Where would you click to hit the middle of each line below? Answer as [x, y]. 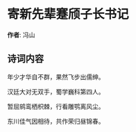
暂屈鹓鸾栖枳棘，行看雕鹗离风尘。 [56, 106]
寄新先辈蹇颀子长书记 [68, 14]
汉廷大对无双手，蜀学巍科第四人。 [56, 92]
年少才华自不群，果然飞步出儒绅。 [56, 76]
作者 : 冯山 [21, 35]
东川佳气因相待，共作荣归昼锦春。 [56, 121]
